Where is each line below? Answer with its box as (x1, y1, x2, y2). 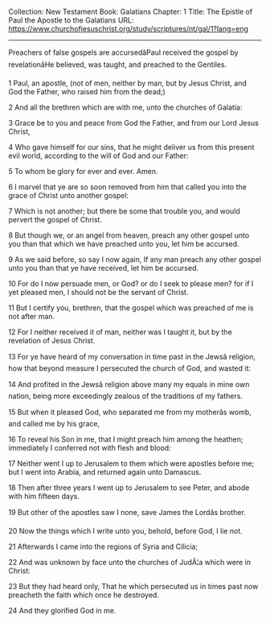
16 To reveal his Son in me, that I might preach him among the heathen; (8, 434, 243, 444)
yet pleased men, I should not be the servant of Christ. (8, 288, 189, 297)
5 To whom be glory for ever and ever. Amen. (8, 167, 158, 176)
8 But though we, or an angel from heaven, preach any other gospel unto (8, 231, 250, 240)
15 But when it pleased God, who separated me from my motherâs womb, (8, 407, 252, 417)
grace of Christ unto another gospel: (8, 191, 129, 200)
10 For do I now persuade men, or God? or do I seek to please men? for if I (8, 279, 254, 289)
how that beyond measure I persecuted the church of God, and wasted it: (8, 363, 252, 373)
